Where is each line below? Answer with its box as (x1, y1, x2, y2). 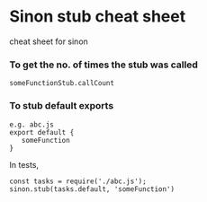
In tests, (9, 159, 39, 170)
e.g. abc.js (9, 119, 54, 129)
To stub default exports (9, 100, 114, 112)
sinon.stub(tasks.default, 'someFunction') (9, 184, 175, 194)
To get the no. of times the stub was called (9, 58, 198, 71)
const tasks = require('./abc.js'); (9, 177, 147, 186)
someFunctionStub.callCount (9, 79, 115, 88)
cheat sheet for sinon (9, 36, 88, 47)
